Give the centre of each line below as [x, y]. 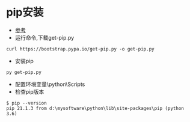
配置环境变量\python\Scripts [50, 84]
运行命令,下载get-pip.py [44, 37]
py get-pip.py [24, 72]
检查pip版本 [29, 91]
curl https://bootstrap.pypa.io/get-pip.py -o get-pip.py [80, 49]
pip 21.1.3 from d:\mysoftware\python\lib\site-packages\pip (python [95, 108]
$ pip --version [26, 103]
